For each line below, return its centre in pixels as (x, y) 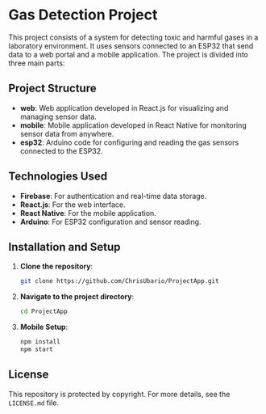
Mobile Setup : (44, 327)
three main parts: (37, 63)
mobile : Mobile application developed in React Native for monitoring (133, 125)
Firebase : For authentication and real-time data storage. (113, 196)
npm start (37, 349)
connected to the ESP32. (61, 150)
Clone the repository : (56, 266)
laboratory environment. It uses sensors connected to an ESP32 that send (131, 45)
